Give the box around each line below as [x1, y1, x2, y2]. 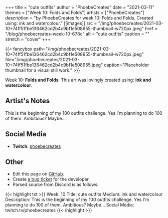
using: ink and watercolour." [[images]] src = [5, 20, 97, 26]
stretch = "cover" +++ [5, 36, 51, 42]
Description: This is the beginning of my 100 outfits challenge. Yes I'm [5, 196, 149, 202]
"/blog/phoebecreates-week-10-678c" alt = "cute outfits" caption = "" [5, 31, 150, 37]
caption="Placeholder [104, 62, 149, 68]
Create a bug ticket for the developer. [12, 176, 90, 182]
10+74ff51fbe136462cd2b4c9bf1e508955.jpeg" [5, 62, 103, 68]
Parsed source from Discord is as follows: [12, 181, 99, 187]
